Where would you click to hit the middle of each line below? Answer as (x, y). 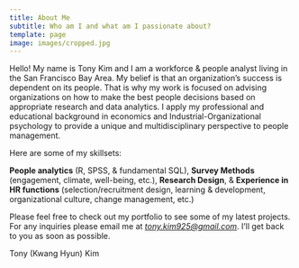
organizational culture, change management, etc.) (102, 199)
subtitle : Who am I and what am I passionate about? (110, 26)
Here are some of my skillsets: (65, 153)
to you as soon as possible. (60, 236)
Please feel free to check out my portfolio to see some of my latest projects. (150, 217)
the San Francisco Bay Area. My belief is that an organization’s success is (145, 79)
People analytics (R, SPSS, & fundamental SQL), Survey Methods (132, 171)
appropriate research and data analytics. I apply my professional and (137, 107)
